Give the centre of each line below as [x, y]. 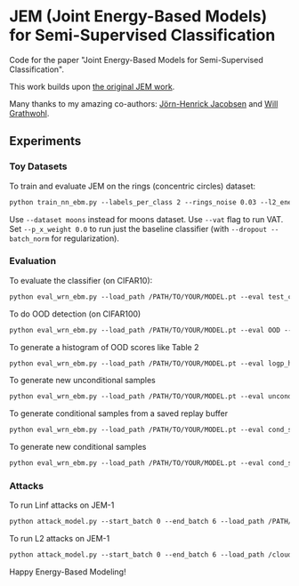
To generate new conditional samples [78, 447]
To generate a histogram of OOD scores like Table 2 [104, 347]
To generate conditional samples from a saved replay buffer [119, 413]
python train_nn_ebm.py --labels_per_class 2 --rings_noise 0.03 [133, 202]
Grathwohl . [29, 113]
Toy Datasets [38, 166]
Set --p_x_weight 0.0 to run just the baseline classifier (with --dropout [138, 229]
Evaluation [32, 261]
